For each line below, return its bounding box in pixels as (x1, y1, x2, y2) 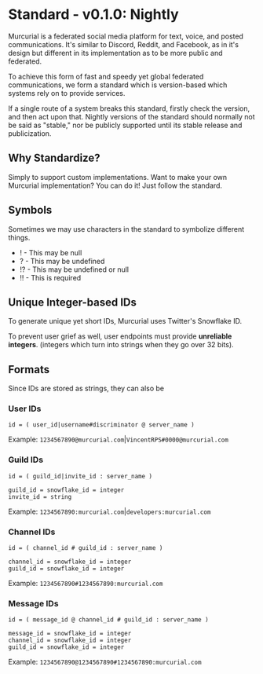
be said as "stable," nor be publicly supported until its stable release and (8, 120, 243, 130)
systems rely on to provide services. (8, 88, 126, 97)
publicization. (8, 128, 52, 138)
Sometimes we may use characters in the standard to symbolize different (8, 224, 245, 233)
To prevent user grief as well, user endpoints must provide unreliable (8, 332, 232, 341)
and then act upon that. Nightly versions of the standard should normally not (8, 112, 255, 121)
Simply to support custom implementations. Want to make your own (8, 172, 228, 181)
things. (8, 233, 31, 242)
